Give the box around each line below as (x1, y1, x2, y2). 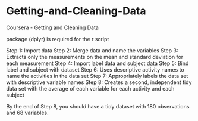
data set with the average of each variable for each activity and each (6, 85, 175, 92)
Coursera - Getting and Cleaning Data (6, 24, 99, 31)
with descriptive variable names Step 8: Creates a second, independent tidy (6, 79, 192, 86)
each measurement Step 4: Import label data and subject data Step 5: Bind (6, 60, 189, 67)
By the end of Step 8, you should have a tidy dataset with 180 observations (6, 103, 190, 110)
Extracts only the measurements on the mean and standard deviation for (6, 53, 184, 60)
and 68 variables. (6, 109, 49, 116)
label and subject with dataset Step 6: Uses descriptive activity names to (6, 66, 184, 73)
